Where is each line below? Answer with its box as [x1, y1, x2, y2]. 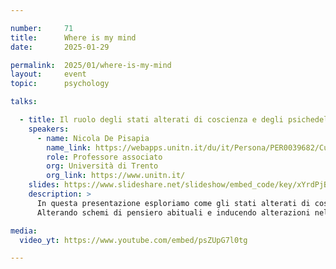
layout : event [10, 69, 87, 80]
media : [10, 226, 38, 236]
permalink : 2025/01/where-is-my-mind [10, 60, 172, 70]
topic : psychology [10, 79, 110, 89]
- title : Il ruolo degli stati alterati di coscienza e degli [19, 115, 284, 125]
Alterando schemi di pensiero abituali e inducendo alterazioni [36, 207, 311, 218]
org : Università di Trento [46, 161, 159, 171]
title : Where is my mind [10, 32, 137, 43]
